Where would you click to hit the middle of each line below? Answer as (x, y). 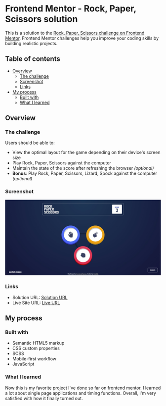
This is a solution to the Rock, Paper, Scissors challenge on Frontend (75, 33)
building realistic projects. (31, 43)
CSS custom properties (36, 348)
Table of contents (33, 59)
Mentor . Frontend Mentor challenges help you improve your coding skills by (82, 38)
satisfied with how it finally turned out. (44, 398)
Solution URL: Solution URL (40, 297)
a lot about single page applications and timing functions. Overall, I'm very (81, 393)
